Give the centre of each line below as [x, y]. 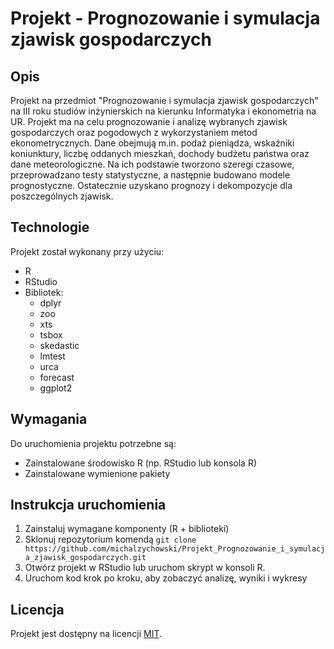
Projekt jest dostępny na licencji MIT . [86, 634]
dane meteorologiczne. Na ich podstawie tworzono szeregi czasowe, [152, 164]
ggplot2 [56, 388]
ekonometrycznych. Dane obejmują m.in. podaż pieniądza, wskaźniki [152, 143]
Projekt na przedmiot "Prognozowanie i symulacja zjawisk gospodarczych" [164, 100]
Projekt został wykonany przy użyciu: [87, 251]
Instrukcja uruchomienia [88, 505]
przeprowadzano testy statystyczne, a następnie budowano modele [150, 175]
